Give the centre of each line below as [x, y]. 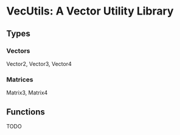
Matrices [20, 79]
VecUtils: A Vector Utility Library [90, 11]
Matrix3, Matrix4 [27, 93]
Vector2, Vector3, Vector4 [39, 64]
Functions [26, 112]
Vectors [18, 51]
